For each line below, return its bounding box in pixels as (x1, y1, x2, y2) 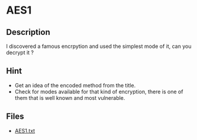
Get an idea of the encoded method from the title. (14, 82, 136, 89)
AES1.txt (14, 127, 35, 134)
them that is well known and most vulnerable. (14, 94, 125, 101)
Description (6, 27, 50, 37)
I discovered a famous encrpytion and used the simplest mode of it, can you (6, 43, 192, 50)
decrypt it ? (6, 49, 34, 56)
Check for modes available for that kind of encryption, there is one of (14, 88, 183, 95)
